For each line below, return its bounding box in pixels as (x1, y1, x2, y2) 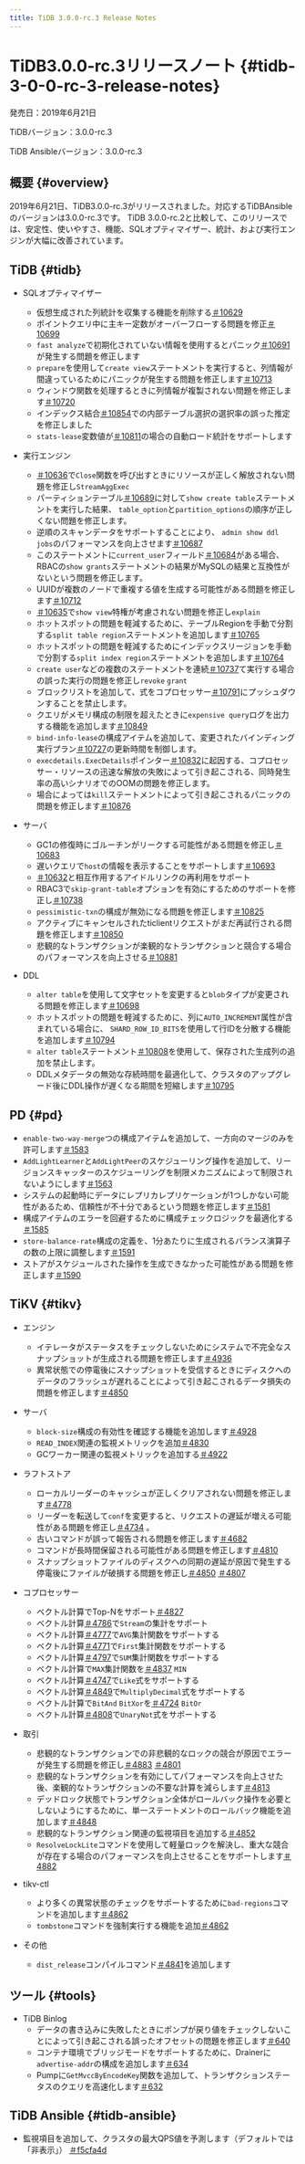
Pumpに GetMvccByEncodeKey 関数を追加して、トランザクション (36, 2069, 267, 2080)
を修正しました (36, 419, 93, 430)
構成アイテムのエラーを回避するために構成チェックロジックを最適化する (22, 1213, 294, 1224)
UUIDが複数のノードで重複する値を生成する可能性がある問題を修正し (36, 583, 296, 594)
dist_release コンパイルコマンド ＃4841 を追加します (36, 1959, 232, 1970)
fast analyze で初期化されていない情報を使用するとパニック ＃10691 (36, 340, 290, 351)
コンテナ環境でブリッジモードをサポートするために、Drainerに (36, 2046, 271, 2057)
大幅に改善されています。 (33, 235, 129, 247)
